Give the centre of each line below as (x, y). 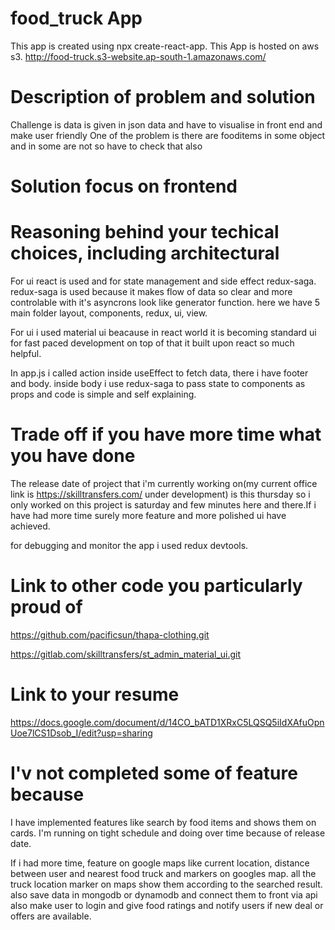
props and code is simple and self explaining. (103, 394)
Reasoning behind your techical (145, 232)
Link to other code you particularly (156, 586)
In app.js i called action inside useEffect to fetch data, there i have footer (159, 373)
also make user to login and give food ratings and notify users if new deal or (167, 905)
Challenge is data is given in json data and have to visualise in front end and (166, 124)
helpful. (26, 353)
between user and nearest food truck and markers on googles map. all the (163, 873)
